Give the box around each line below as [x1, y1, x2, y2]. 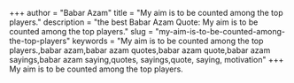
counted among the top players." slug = [9, 26, 153, 36]
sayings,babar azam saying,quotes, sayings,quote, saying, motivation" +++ [9, 55, 284, 64]
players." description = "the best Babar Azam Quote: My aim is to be [9, 17, 259, 27]
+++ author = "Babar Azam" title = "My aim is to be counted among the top [9, 8, 283, 18]
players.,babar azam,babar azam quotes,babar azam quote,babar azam [9, 45, 271, 56]
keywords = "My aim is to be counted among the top [72, 35, 264, 46]
